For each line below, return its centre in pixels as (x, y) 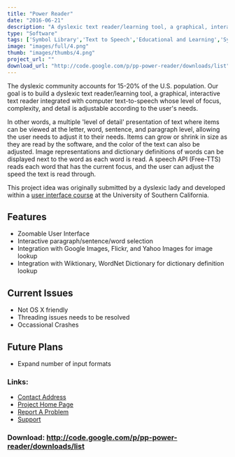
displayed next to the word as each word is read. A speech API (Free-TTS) (114, 159)
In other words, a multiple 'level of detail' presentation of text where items (113, 122)
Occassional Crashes (48, 325)
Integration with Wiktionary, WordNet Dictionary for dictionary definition (121, 264)
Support (29, 420)
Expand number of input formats (64, 364)
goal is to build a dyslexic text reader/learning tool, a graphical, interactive (114, 93)
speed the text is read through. (52, 174)
